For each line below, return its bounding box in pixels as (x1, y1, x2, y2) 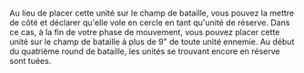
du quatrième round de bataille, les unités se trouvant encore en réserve (9, 46, 280, 57)
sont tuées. (9, 56, 52, 66)
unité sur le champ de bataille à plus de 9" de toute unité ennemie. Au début (9, 36, 295, 47)
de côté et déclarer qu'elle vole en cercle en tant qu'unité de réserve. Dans (9, 17, 290, 28)
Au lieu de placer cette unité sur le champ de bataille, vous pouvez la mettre (9, 8, 295, 18)
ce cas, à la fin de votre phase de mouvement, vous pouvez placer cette (9, 27, 280, 37)
